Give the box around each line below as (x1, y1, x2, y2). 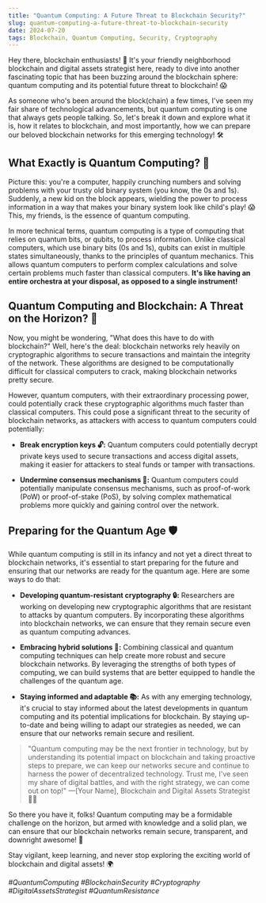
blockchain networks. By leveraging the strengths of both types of (19, 659, 236, 669)
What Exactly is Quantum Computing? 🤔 (8, 156, 210, 170)
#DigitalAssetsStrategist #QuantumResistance (8, 886, 160, 895)
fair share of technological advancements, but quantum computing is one (8, 105, 248, 114)
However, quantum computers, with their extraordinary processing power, (8, 390, 249, 400)
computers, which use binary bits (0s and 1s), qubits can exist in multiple (8, 243, 245, 253)
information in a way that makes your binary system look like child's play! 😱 (8, 203, 256, 212)
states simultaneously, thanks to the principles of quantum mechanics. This (8, 251, 254, 261)
